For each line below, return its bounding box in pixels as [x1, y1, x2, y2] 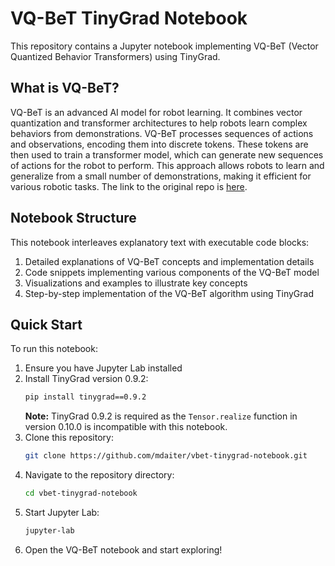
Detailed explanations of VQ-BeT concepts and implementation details [24, 255, 315, 267]
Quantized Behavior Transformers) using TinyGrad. [10, 50, 221, 62]
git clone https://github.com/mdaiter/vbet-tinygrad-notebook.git [24, 451, 308, 461]
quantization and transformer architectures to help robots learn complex [10, 117, 308, 129]
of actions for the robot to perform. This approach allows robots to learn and [10, 159, 325, 171]
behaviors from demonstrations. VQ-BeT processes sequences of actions [10, 127, 314, 139]
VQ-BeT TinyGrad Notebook [10, 7, 248, 30]
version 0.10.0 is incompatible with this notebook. [24, 421, 228, 433]
